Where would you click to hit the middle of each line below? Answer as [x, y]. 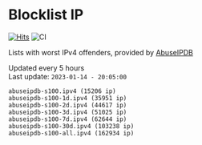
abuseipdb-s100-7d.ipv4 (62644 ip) [68, 119]
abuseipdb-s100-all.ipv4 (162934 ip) [71, 133]
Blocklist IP [46, 15]
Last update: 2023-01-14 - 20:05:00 [67, 76]
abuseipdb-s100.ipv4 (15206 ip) [62, 91]
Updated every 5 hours [46, 68]
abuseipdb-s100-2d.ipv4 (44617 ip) [68, 105]
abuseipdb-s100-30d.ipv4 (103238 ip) [71, 126]
